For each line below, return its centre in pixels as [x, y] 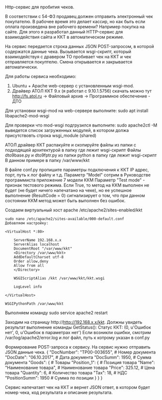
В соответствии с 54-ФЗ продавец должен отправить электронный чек [79, 16]
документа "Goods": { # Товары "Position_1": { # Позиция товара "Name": [80, 362]
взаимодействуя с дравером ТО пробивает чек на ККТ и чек [68, 57]
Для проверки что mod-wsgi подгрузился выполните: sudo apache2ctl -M [81, 125]
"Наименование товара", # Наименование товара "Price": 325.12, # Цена [80, 368]
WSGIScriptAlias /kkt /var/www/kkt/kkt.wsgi [59, 278]
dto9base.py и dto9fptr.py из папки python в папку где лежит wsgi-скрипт [81, 155]
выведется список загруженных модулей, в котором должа [67, 130]
